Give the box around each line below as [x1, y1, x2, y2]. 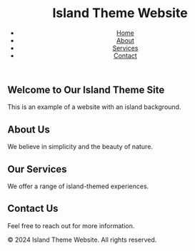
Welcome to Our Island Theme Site [7, 83, 165, 96]
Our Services [7, 163, 67, 175]
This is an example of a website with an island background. [7, 103, 181, 111]
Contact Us [7, 203, 59, 215]
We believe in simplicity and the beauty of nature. [7, 143, 154, 151]
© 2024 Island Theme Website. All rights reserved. [7, 235, 157, 244]
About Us [7, 123, 50, 135]
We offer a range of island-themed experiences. [7, 182, 149, 190]
